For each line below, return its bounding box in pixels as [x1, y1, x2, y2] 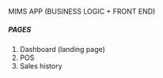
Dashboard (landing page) [19, 44, 105, 54]
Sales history [19, 61, 63, 70]
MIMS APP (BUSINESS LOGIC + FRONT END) [8, 7, 156, 16]
